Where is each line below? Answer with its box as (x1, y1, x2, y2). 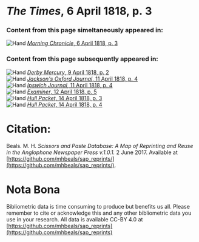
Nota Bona (6, 183, 61, 197)
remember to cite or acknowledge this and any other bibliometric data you (6, 209, 192, 217)
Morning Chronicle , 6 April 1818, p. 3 (27, 39, 118, 47)
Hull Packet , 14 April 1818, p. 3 (27, 94, 103, 101)
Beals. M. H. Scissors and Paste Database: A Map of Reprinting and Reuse (6, 142, 194, 149)
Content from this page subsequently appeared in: (6, 55, 159, 63)
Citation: (6, 122, 51, 136)
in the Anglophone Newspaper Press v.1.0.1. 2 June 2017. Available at (6, 149, 178, 156)
